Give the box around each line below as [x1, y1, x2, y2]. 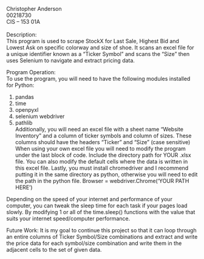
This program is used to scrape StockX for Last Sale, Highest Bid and [6, 38, 179, 44]
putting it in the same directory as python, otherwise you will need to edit [15, 171, 198, 178]
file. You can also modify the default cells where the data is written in [15, 158, 188, 165]
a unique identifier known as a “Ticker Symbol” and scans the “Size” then [6, 50, 190, 57]
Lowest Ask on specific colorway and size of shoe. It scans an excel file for [6, 44, 194, 51]
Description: [6, 31, 37, 38]
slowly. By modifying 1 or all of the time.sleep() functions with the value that [6, 209, 195, 215]
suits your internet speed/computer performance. [6, 215, 131, 222]
